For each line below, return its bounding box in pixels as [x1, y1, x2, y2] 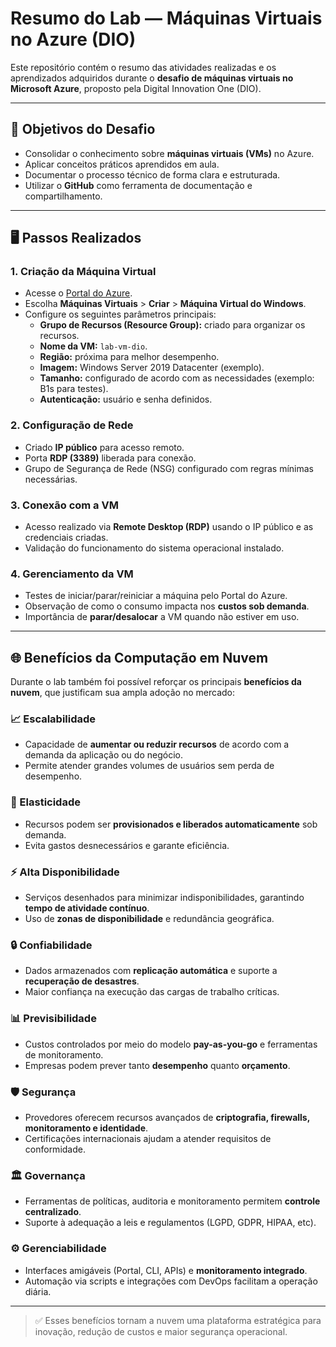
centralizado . [24, 1206, 82, 1218]
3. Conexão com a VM [10, 498, 119, 512]
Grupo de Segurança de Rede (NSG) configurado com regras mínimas [24, 462, 314, 474]
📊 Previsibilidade [10, 1012, 97, 1026]
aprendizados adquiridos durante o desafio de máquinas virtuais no [10, 72, 294, 84]
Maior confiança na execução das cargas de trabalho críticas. [24, 986, 280, 998]
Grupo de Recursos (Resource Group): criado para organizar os [39, 319, 306, 331]
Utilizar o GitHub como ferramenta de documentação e [24, 179, 253, 191]
